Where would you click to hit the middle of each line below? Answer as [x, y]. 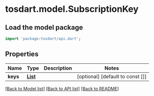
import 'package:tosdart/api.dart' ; [43, 39]
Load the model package [44, 27]
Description [58, 68]
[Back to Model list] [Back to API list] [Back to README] [62, 89]
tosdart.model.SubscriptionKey [72, 9]
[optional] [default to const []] [112, 76]
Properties [22, 54]
